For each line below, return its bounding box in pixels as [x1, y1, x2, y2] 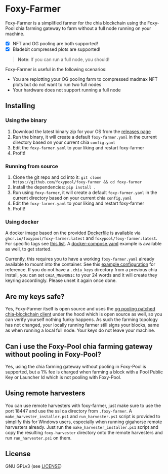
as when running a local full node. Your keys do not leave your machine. [5, 327, 155, 333]
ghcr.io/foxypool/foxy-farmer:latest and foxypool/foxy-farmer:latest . [5, 235, 158, 241]
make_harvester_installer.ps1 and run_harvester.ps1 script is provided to [5, 413, 160, 419]
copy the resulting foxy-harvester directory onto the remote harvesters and [5, 429, 163, 435]
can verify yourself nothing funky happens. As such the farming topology [5, 317, 158, 323]
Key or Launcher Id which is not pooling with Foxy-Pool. [5, 374, 121, 380]
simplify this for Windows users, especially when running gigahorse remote [5, 419, 162, 425]
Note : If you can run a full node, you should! [17, 56, 110, 62]
